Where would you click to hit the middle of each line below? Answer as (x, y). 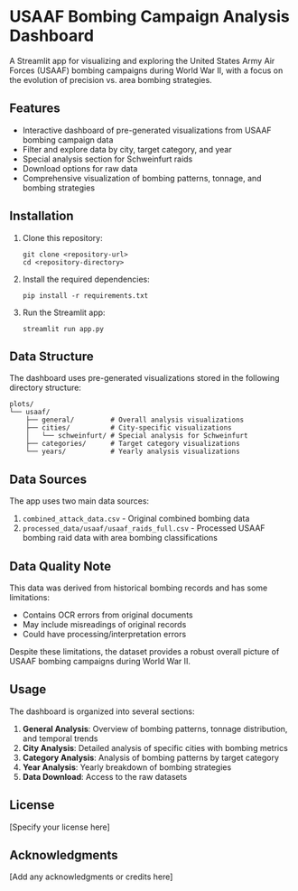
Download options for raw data (80, 168)
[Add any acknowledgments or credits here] (91, 877)
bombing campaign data (68, 139)
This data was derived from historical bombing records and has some (139, 588)
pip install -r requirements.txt (85, 295)
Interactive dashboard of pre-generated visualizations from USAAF (147, 130)
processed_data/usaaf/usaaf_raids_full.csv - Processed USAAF (144, 528)
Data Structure (52, 356)
